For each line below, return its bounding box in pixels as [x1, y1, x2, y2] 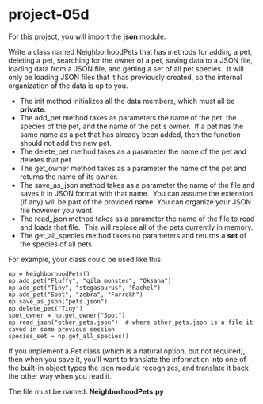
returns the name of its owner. [19, 172, 119, 181]
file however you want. [19, 205, 94, 215]
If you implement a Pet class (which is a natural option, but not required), [8, 346, 246, 356]
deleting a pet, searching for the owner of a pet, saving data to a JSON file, [8, 55, 253, 65]
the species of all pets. [19, 239, 94, 249]
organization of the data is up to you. [8, 81, 128, 90]
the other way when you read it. [8, 371, 112, 381]
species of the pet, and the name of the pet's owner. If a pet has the [19, 121, 244, 131]
